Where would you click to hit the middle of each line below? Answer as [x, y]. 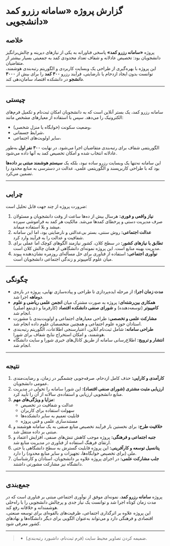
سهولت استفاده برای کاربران [47, 410]
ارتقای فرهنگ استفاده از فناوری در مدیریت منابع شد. [62, 442]
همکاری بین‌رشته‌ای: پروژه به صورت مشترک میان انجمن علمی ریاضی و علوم [84, 303]
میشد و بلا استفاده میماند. [37, 227]
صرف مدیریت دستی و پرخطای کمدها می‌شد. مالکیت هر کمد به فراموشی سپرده [88, 221]
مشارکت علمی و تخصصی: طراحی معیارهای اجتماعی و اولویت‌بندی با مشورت [85, 319]
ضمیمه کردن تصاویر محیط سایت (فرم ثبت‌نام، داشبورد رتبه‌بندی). [86, 538]
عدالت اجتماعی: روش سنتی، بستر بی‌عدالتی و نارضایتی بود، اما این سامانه [82, 232]
